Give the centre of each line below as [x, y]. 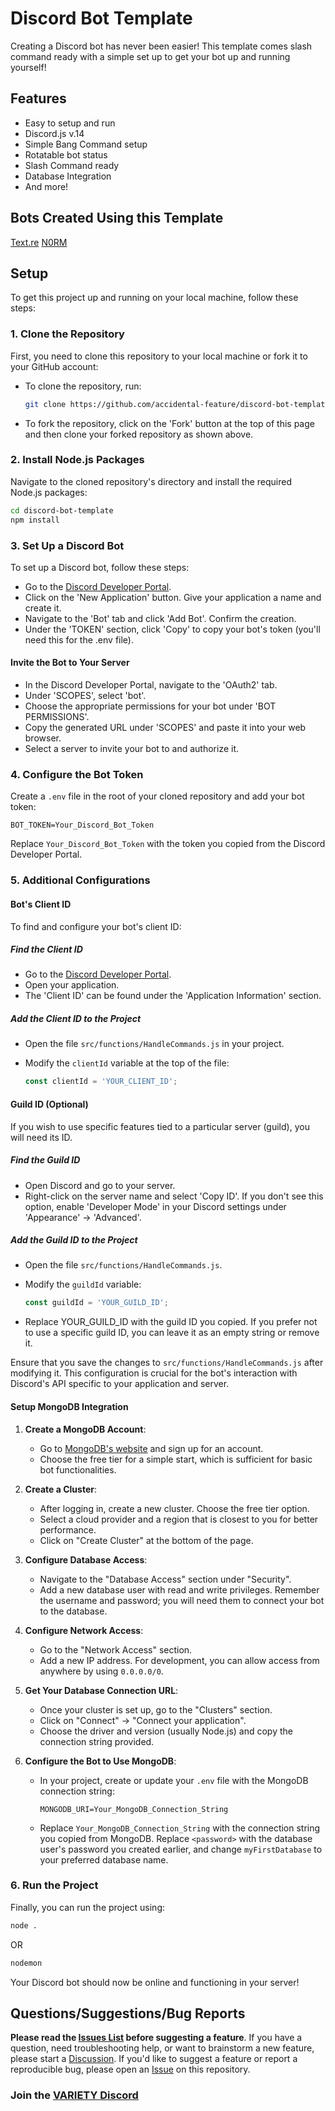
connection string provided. [97, 1741]
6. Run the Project [54, 1885]
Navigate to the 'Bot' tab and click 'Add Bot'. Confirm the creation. [160, 618]
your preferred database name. [104, 1859]
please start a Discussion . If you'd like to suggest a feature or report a [154, 2059]
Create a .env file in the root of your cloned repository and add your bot [157, 796]
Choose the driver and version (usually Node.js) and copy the [166, 1731]
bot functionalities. [78, 1469]
